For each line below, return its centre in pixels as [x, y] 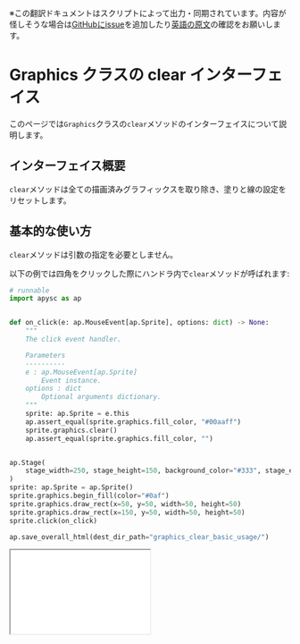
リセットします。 [40, 200]
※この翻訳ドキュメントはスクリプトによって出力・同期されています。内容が [148, 13]
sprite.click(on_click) [54, 521]
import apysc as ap [46, 299]
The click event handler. [74, 339]
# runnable [29, 290]
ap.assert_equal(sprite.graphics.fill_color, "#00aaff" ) [133, 422]
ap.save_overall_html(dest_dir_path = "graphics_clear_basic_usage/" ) [139, 537]
